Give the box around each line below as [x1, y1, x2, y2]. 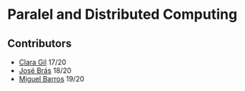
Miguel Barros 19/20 [18, 75, 85, 83]
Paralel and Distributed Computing [7, 5, 238, 24]
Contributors [7, 37, 72, 50]
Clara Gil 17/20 [18, 57, 67, 67]
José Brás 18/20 [18, 66, 72, 75]
